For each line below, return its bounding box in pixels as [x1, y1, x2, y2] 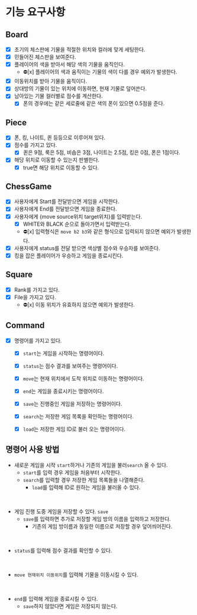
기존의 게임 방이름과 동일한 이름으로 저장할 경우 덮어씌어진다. [31, 522, 173, 529]
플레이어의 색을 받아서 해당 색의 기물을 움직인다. [14, 61, 125, 68]
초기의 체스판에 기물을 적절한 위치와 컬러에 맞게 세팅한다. [14, 46, 146, 53]
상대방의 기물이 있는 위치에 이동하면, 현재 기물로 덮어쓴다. [14, 85, 147, 92]
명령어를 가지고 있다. [14, 337, 62, 344]
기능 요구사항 [5, 5, 66, 19]
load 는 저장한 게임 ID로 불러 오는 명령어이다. [22, 425, 125, 433]
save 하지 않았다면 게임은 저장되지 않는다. [22, 603, 118, 610]
